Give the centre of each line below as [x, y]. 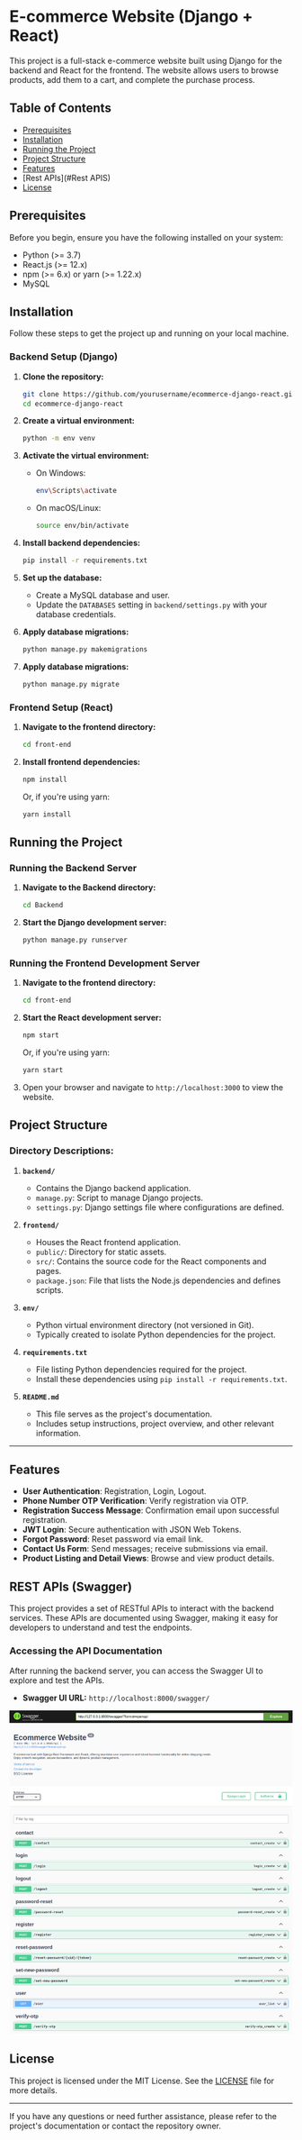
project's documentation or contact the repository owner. [115, 2126]
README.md [41, 1397]
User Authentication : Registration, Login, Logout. [114, 1491]
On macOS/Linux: [68, 508]
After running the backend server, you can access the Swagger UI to [136, 1671]
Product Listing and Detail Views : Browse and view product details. [148, 1558]
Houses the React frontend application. [108, 1242]
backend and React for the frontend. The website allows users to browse [144, 70]
